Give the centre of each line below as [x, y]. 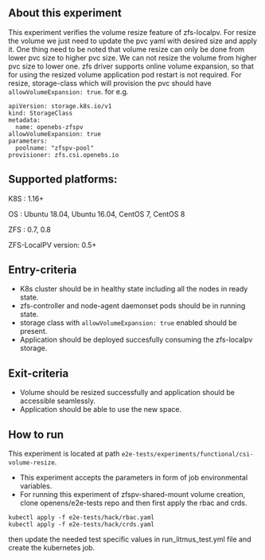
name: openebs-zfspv [49, 127]
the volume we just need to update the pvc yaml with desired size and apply [132, 41]
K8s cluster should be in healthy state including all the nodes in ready [134, 289]
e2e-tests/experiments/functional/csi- [187, 454]
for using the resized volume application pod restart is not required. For [125, 74]
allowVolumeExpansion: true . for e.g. [68, 92]
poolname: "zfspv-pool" [55, 148]
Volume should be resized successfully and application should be [127, 393]
